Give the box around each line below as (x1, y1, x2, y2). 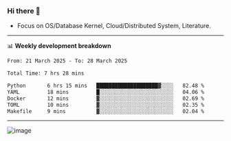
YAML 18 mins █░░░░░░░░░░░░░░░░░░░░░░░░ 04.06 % (7, 88, 205, 95)
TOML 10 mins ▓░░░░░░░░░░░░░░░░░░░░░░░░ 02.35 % (7, 101, 205, 108)
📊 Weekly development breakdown (7, 42, 111, 50)
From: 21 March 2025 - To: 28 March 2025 (7, 57, 128, 64)
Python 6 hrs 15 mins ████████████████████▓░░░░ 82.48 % (7, 82, 205, 90)
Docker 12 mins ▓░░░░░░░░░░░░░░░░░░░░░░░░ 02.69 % (7, 95, 205, 102)
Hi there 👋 (7, 6, 41, 16)
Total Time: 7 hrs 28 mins (7, 70, 85, 77)
